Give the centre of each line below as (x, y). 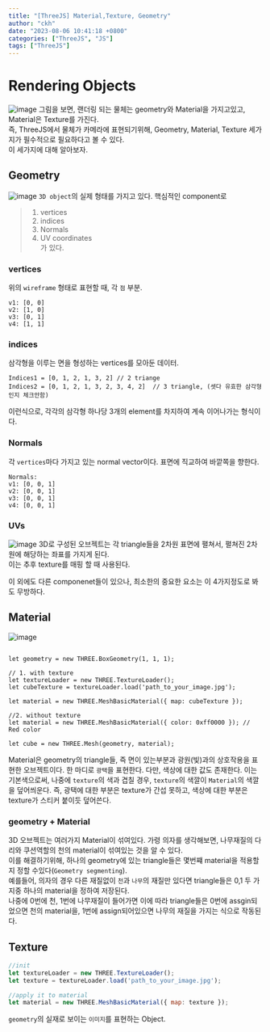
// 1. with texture (41, 673)
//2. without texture (45, 715)
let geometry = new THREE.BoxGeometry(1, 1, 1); (91, 659)
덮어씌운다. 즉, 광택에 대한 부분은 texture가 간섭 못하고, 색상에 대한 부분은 (132, 790)
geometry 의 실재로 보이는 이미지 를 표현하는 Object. (87, 1019)
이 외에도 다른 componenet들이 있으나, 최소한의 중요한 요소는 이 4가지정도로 (129, 582)
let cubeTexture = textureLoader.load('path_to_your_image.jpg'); (122, 687)
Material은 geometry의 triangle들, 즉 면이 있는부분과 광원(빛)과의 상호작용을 (129, 760)
